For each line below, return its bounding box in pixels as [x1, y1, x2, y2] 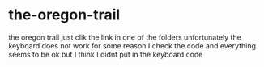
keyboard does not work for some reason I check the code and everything [8, 40, 257, 50]
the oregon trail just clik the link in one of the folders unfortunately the [8, 32, 241, 42]
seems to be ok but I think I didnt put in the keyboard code [8, 49, 203, 59]
